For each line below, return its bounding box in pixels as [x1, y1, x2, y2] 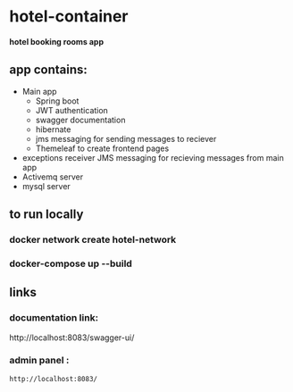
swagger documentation [35, 114, 126, 125]
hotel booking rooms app [9, 36, 105, 46]
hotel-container [9, 6, 129, 27]
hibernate [35, 123, 71, 135]
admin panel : [9, 354, 70, 367]
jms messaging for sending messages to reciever [35, 133, 217, 144]
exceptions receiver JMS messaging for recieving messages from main [21, 152, 284, 163]
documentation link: [9, 312, 99, 324]
